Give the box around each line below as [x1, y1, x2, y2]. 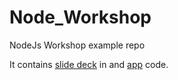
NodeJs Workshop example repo [9, 39, 146, 51]
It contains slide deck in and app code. [9, 58, 169, 70]
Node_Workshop [9, 6, 152, 29]
